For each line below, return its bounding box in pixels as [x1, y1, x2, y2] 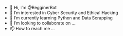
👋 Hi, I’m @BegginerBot [9, 5, 57, 10]
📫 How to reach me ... [9, 26, 55, 31]
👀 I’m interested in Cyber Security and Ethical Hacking [9, 10, 118, 16]
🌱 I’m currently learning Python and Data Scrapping [9, 15, 113, 20]
